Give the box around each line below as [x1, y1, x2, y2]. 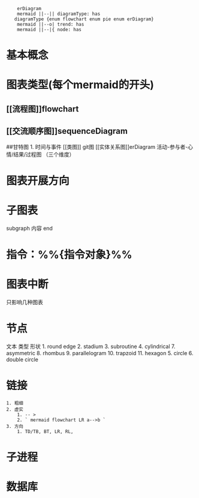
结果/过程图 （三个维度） [13, 151, 75, 158]
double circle [6, 356, 39, 363]
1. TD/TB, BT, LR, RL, [17, 428, 74, 434]
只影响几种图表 [6, 298, 43, 305]
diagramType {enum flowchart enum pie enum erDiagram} [14, 16, 154, 22]
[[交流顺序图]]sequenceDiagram [6, 126, 128, 136]
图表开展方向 [6, 174, 70, 187]
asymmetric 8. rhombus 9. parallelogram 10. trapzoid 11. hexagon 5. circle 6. [6, 349, 194, 356]
